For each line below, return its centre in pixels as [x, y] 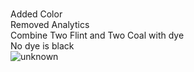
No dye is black [42, 46]
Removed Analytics [50, 24]
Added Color [36, 14]
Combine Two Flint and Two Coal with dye [97, 35]
